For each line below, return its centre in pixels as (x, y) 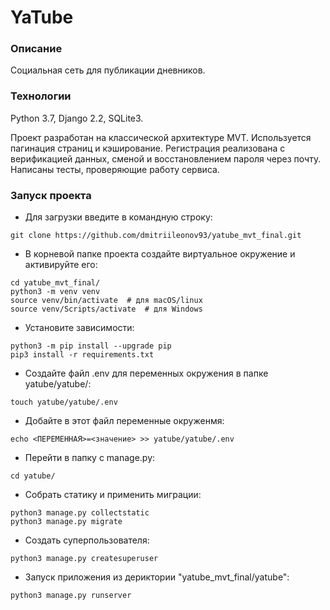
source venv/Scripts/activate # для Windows (106, 309)
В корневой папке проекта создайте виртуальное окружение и (160, 254)
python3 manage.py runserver (71, 596)
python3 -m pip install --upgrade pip (91, 346)
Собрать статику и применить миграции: (113, 495)
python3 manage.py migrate (66, 522)
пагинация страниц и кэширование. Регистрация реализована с (148, 148)
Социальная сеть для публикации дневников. (108, 70)
